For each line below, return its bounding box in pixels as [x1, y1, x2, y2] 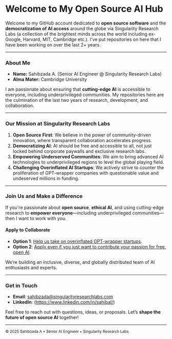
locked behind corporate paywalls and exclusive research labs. [12, 148, 146, 154]
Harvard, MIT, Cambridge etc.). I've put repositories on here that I [23, 36, 161, 42]
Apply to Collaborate [5, 227, 50, 233]
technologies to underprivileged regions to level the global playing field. [12, 159, 164, 165]
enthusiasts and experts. [5, 264, 57, 271]
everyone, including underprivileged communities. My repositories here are [5, 92, 164, 98]
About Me [5, 59, 31, 66]
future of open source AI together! [5, 314, 79, 321]
